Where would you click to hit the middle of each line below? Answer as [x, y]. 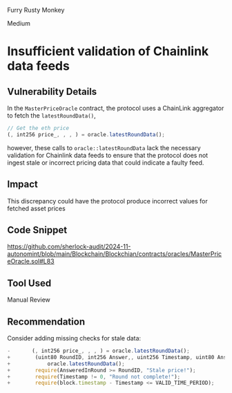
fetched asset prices [36, 208]
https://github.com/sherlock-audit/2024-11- [69, 247]
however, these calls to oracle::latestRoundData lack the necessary [104, 147]
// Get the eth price [38, 128]
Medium [19, 23]
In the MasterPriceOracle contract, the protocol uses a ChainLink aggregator [116, 108]
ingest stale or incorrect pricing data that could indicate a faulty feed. [106, 163]
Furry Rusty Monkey [36, 10]
